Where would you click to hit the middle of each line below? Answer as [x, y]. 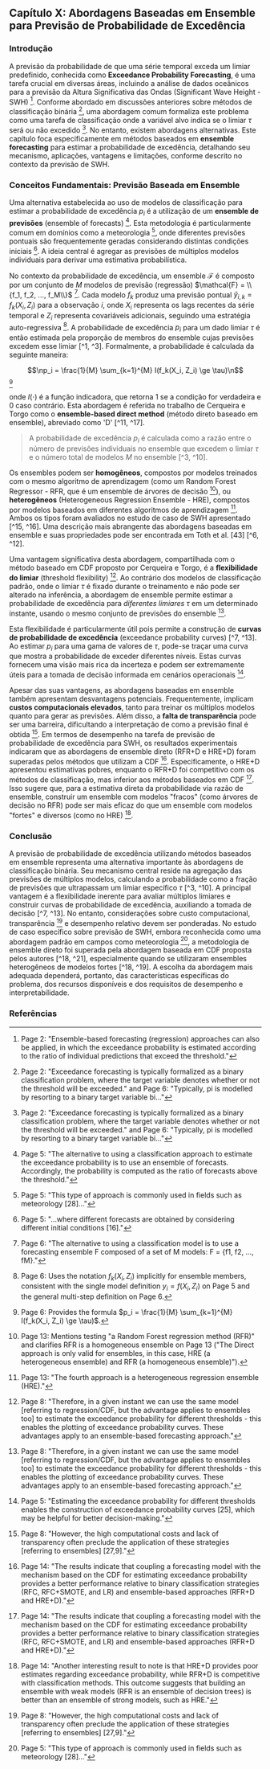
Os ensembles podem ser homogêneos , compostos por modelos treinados [133, 473]
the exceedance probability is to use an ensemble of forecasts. [125, 1162]
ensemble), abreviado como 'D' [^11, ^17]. [77, 423]
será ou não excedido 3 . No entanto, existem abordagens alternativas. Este [133, 129]
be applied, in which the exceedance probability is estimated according [138, 1047]
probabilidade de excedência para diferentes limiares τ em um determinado [134, 603]
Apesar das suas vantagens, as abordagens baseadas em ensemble [122, 690]
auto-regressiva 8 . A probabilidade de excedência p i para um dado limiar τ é [135, 328]
